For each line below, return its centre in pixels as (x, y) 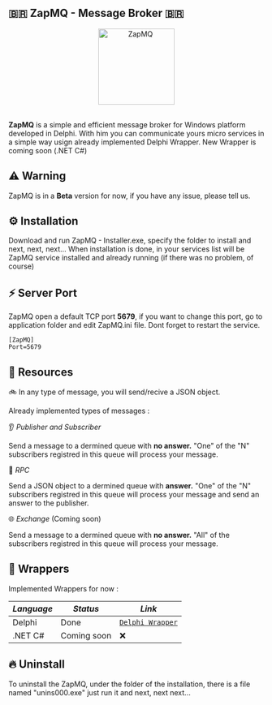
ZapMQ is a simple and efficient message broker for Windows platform (127, 124)
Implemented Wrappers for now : (64, 588)
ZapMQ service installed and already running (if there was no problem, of (131, 258)
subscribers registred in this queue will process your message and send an (134, 495)
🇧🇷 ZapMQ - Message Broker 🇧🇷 (96, 13)
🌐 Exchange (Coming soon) (55, 519)
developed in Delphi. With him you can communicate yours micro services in (136, 133)
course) (22, 266)
